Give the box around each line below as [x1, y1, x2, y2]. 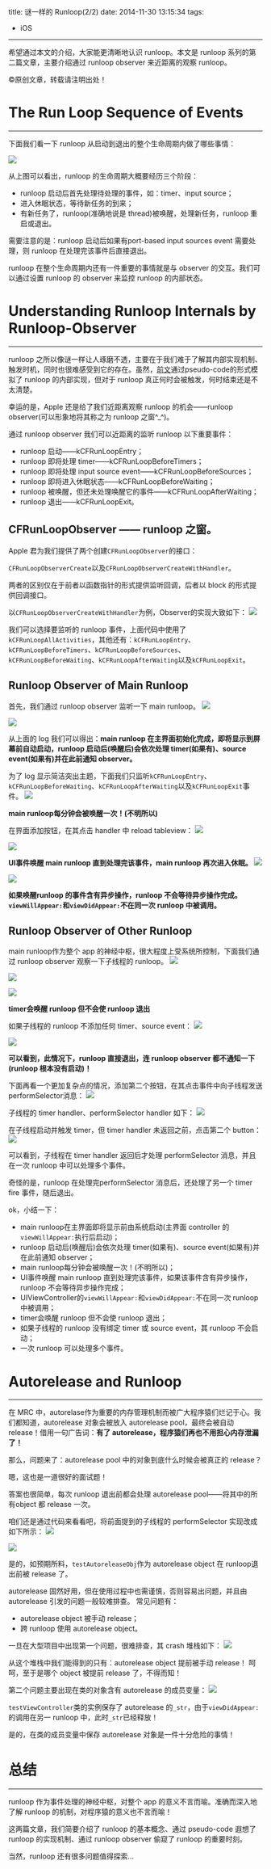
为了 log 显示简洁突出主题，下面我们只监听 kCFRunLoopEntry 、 [8, 771, 211, 781]
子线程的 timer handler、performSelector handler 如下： [8, 1108, 195, 1118]
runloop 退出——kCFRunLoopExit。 [19, 496, 139, 507]
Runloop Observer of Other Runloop [8, 924, 193, 937]
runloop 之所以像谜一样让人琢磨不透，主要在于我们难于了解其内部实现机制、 [8, 354, 262, 364]
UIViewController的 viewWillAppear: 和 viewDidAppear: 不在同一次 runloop [19, 1293, 259, 1303]
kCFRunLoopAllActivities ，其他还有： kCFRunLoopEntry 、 [8, 634, 196, 644]
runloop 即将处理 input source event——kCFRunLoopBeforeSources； [19, 466, 254, 476]
